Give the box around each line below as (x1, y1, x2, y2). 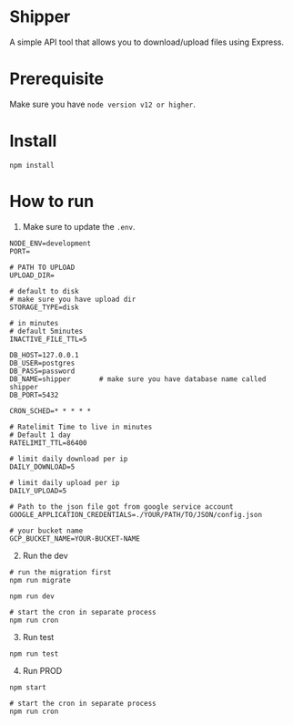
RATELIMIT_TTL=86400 (9, 438, 88, 448)
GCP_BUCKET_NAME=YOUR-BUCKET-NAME (9, 533, 141, 544)
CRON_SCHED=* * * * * (9, 406, 92, 416)
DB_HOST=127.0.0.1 (9, 350, 79, 359)
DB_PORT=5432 (9, 390, 59, 399)
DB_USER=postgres (9, 358, 76, 368)
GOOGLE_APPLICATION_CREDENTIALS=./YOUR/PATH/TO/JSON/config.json (9, 510, 262, 519)
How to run (9, 192, 95, 212)
